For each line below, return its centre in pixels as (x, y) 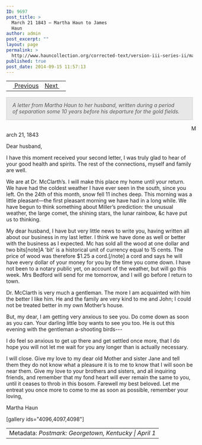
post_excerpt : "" (28, 39)
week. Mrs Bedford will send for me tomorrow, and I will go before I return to (99, 275)
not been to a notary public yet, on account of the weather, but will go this (96, 269)
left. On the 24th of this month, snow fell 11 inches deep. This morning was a (99, 194)
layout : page (22, 45)
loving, (14, 396)
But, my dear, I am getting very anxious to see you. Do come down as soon (97, 317)
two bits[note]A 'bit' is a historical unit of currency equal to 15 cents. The (95, 250)
